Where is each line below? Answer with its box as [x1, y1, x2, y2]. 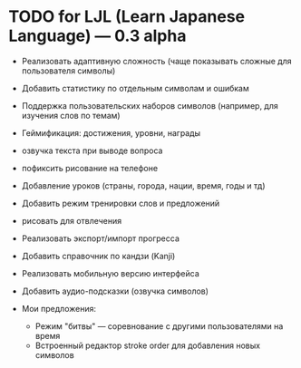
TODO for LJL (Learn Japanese [8, 6, 246, 27]
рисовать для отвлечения [21, 215, 122, 226]
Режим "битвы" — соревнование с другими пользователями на [34, 320, 284, 332]
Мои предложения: [21, 303, 97, 314]
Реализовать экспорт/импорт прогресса [21, 233, 180, 244]
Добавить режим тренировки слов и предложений [21, 198, 220, 208]
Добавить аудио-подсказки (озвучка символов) [21, 286, 209, 296]
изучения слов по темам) [21, 110, 121, 121]
